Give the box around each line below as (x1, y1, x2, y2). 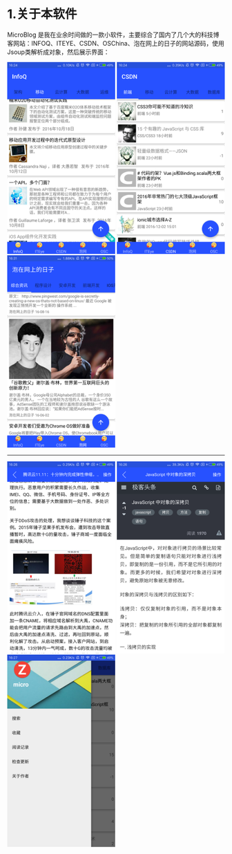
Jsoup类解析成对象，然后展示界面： (7, 48, 110, 56)
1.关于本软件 (7, 6, 77, 22)
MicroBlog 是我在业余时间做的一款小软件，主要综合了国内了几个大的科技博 (7, 30, 220, 39)
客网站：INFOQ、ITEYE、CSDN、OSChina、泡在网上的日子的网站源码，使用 (7, 39, 224, 47)
